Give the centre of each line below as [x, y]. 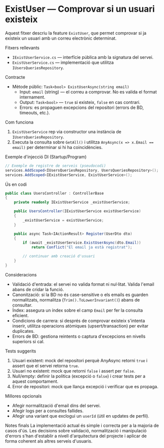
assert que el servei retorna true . [46, 366]
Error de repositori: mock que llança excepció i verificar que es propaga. [85, 386]
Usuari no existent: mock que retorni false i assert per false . [74, 371]
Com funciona [19, 122]
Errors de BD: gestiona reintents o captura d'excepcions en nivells [79, 336]
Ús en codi [16, 184]
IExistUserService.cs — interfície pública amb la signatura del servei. [83, 57]
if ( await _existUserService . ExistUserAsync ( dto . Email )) [82, 243]
